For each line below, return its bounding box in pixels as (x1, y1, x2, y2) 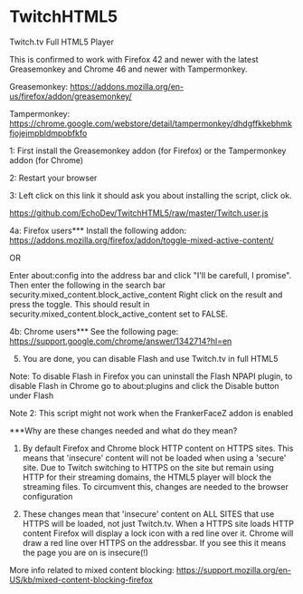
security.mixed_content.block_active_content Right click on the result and (9, 288, 283, 300)
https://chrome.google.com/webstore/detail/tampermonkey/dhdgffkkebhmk (9, 118, 292, 129)
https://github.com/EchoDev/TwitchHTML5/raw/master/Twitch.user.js (9, 207, 269, 219)
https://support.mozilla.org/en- (175, 564, 292, 575)
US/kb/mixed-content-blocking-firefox (9, 574, 154, 585)
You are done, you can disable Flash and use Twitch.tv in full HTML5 (22, 353, 279, 364)
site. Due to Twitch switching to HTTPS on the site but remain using (22, 462, 274, 472)
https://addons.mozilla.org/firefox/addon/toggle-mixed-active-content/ (9, 234, 274, 246)
